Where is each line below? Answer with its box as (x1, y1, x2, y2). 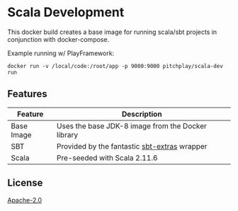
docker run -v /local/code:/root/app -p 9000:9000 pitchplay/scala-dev (7, 62, 223, 69)
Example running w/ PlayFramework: (7, 49, 115, 57)
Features (7, 88, 47, 100)
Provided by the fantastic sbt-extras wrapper (56, 141, 208, 151)
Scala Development (7, 4, 125, 21)
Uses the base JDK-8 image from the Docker (56, 121, 208, 131)
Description (121, 109, 162, 119)
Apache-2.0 (7, 195, 42, 204)
